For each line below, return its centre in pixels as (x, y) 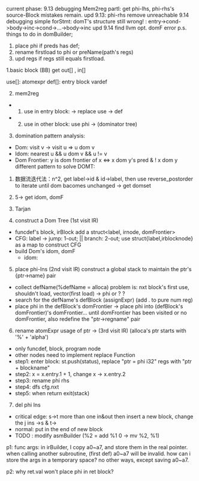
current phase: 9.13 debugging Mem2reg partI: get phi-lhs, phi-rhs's (91, 9)
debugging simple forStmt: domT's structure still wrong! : (77, 21)
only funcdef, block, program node (58, 348)
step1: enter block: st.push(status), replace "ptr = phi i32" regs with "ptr (103, 361)
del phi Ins (28, 405)
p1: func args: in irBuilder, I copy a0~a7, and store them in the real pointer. (97, 447)
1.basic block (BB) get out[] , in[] (46, 70)
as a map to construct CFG (48, 245)
